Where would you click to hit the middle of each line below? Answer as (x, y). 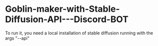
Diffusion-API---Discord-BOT (67, 19)
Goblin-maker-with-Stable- (62, 9)
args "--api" (17, 38)
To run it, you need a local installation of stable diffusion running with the (79, 33)
